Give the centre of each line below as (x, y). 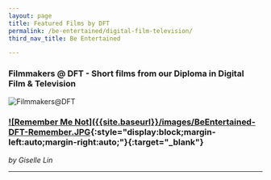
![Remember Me (41, 122)
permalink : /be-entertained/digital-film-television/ (101, 31)
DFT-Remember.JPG (50, 132)
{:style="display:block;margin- (153, 132)
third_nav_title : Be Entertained (65, 38)
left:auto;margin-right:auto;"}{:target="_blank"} (106, 142)
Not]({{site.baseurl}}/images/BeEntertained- (165, 122)
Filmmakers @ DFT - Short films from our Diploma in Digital (126, 73)
